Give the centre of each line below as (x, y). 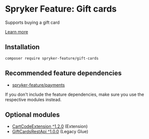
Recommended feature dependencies (63, 73)
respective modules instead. (33, 99)
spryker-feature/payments (38, 85)
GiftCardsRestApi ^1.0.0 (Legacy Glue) (50, 132)
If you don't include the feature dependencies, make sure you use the (74, 94)
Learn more (17, 32)
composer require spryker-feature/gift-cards (52, 58)
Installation (22, 47)
